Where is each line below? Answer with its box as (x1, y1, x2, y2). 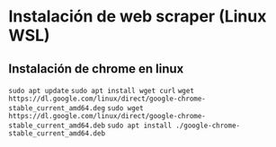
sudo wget (106, 104, 145, 113)
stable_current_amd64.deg (8, 104, 105, 113)
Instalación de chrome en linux (8, 61, 184, 76)
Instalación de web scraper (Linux (8, 6, 267, 27)
